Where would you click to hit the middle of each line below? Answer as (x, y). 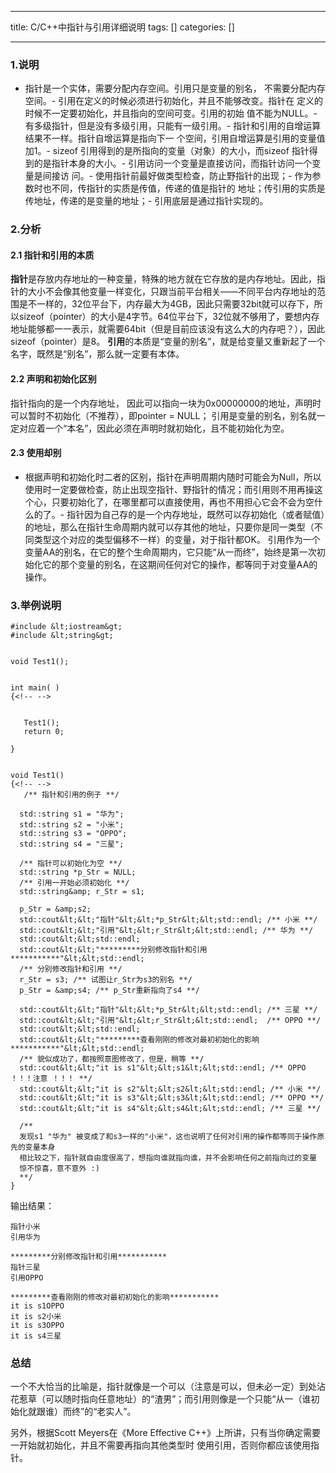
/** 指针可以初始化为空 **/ (71, 864)
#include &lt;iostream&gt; (66, 627)
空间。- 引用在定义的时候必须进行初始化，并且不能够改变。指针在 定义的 (174, 101)
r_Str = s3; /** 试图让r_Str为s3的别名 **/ (106, 980)
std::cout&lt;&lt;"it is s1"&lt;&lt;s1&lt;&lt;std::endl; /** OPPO (163, 1068)
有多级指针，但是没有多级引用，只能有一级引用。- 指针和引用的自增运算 (173, 126)
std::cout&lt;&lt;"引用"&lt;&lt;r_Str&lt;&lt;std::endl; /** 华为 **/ (166, 931)
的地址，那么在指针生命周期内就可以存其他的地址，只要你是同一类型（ (169, 527)
